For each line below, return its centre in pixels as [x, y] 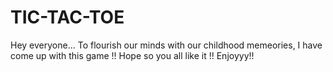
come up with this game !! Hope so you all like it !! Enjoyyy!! [132, 55]
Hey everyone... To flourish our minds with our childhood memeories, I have [166, 45]
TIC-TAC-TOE [67, 17]
